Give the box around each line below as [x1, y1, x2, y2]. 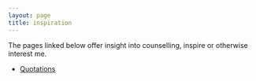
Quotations [19, 64, 56, 73]
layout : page [8, 11, 51, 20]
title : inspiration [8, 19, 72, 27]
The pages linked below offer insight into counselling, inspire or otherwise [8, 40, 248, 50]
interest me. [8, 49, 47, 58]
